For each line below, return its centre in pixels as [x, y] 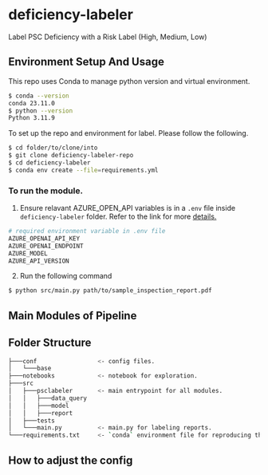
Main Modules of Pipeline [73, 316]
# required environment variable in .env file [87, 232]
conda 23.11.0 [32, 103]
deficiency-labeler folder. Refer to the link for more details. [118, 216]
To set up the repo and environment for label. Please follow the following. [128, 133]
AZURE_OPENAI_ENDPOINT [46, 246]
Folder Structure [50, 343]
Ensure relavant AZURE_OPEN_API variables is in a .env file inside [128, 208]
